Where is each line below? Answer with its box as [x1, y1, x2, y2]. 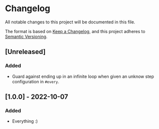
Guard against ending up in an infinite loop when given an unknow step [12, 74, 154, 79]
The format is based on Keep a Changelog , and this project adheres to [5, 28, 145, 34]
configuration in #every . [12, 78, 60, 84]
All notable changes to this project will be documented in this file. [5, 19, 136, 25]
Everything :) [12, 118, 38, 124]
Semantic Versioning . [5, 34, 48, 39]
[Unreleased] [5, 48, 46, 56]
